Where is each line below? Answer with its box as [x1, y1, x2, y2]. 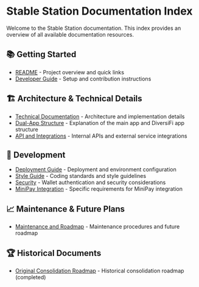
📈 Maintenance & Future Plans [6, 204, 125, 214]
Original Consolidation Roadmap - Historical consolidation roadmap [15, 267, 184, 274]
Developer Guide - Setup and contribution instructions [15, 75, 152, 82]
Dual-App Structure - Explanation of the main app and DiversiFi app [15, 119, 184, 126]
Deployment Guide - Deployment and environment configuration [15, 166, 176, 173]
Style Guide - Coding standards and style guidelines [15, 172, 147, 180]
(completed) [15, 274, 46, 281]
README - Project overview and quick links [15, 68, 125, 76]
